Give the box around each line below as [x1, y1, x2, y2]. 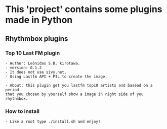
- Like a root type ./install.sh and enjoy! [5, 119, 101, 124]
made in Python [5, 14, 73, 26]
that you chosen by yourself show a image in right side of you [5, 92, 144, 97]
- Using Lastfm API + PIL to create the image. [5, 74, 108, 79]
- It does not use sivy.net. [5, 70, 67, 75]
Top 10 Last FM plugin [5, 49, 60, 56]
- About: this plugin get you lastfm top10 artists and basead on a [5, 83, 153, 88]
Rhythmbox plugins [5, 34, 68, 43]
